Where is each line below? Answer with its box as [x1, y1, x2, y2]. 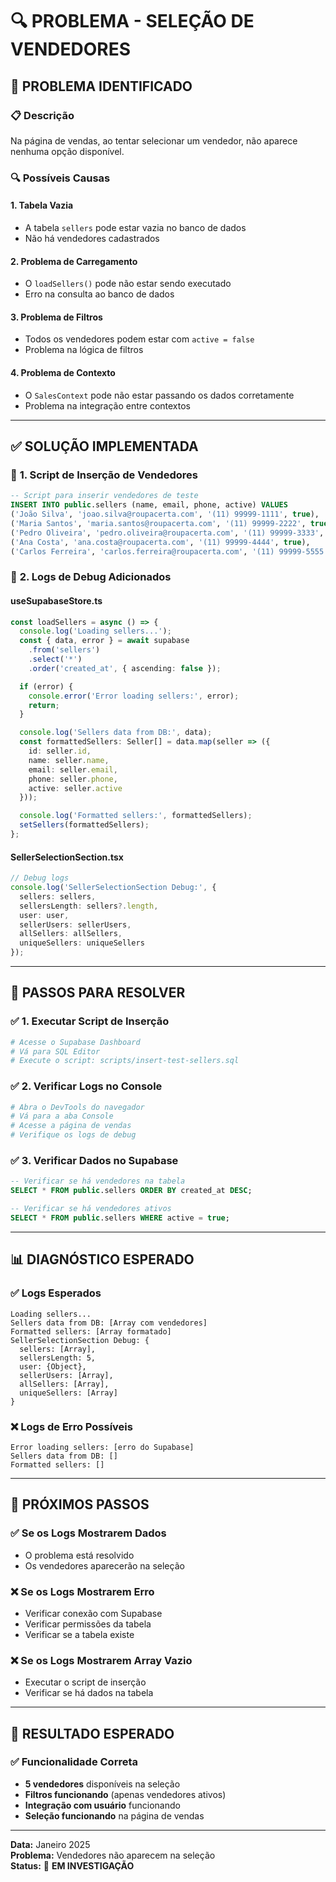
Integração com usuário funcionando [24, 1799, 181, 1811]
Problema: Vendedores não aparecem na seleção [10, 1849, 216, 1861]
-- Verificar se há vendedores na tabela [10, 1176, 186, 1187]
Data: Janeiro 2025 [10, 1838, 91, 1850]
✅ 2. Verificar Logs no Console [10, 1079, 163, 1093]
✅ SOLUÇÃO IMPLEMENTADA [10, 438, 199, 455]
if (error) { [19, 681, 74, 692]
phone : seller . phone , [28, 774, 118, 784]
